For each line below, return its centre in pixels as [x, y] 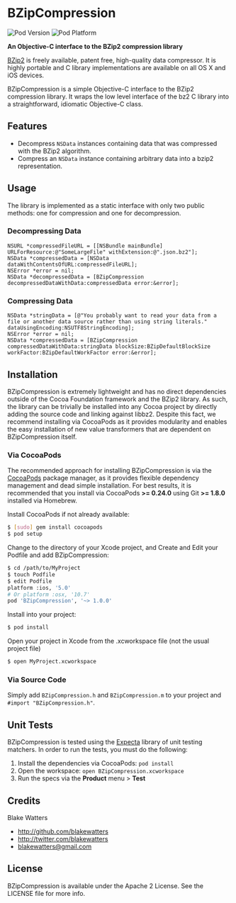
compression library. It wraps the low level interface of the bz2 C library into [118, 96]
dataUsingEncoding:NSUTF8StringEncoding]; [71, 328]
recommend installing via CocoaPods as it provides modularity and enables [117, 421]
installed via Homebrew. [43, 500]
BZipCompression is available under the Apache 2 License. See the [106, 886]
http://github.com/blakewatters [63, 831]
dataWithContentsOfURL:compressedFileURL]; [73, 264]
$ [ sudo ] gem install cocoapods [55, 527]
